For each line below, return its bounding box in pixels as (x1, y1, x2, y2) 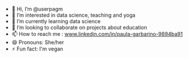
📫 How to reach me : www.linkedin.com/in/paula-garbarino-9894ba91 (11, 31, 183, 37)
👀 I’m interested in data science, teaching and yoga (11, 12, 136, 19)
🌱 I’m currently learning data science (11, 18, 101, 24)
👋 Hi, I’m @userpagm (11, 6, 63, 12)
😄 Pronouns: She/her (11, 39, 65, 46)
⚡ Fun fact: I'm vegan (11, 45, 63, 52)
